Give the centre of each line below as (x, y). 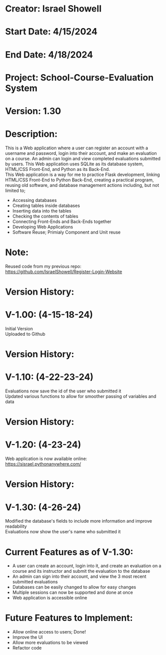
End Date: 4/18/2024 (49, 54)
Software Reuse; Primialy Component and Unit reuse (66, 232)
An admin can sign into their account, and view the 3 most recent (79, 576)
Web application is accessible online (50, 598)
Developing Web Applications (43, 227)
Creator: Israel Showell (53, 9)
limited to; (15, 190)
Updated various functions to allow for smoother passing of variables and (81, 396)
